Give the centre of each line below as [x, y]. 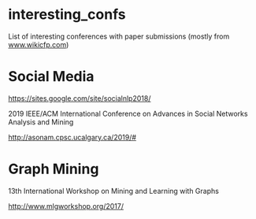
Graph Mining [54, 169]
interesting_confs [67, 15]
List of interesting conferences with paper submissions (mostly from [119, 36]
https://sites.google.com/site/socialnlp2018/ [80, 98]
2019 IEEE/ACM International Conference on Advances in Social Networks [128, 113]
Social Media [51, 77]
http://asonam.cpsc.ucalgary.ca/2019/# [72, 137]
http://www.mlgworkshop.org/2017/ [66, 206]
